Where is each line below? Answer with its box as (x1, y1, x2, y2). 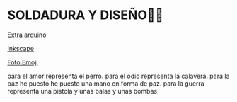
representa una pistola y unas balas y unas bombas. (7, 86, 159, 95)
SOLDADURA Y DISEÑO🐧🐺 (7, 7, 164, 23)
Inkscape (7, 44, 34, 52)
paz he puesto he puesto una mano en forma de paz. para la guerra (7, 79, 204, 88)
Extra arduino (7, 30, 47, 39)
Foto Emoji (7, 57, 38, 67)
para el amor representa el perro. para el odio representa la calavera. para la (7, 72, 230, 80)
